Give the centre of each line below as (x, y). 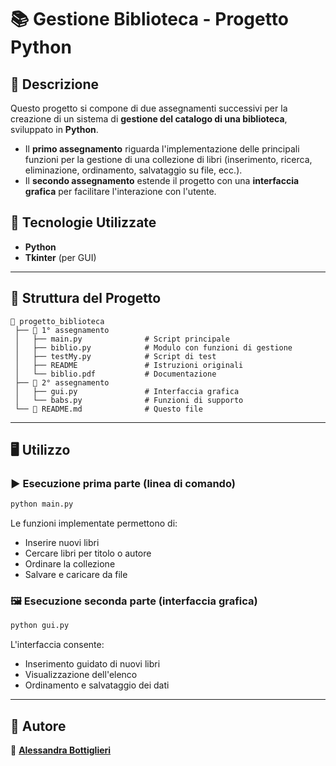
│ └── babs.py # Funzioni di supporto (129, 400)
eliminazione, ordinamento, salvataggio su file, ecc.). (133, 170)
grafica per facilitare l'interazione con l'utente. (120, 191)
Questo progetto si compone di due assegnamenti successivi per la (149, 108)
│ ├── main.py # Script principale (122, 339)
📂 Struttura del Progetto (86, 298)
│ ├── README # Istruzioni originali (129, 365)
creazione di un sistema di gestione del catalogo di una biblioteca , (149, 119)
